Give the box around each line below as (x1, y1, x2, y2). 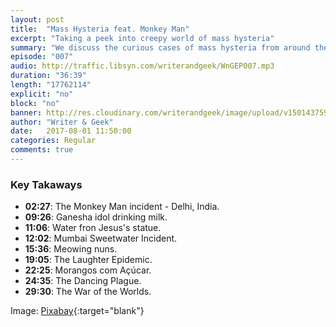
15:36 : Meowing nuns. (24, 243, 118, 255)
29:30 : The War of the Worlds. (24, 286, 152, 298)
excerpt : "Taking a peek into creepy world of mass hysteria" (10, 33, 275, 43)
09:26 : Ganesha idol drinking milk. (24, 211, 168, 223)
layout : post (10, 14, 65, 25)
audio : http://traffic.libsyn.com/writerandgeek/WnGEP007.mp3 (10, 61, 275, 71)
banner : (10, 107, 43, 118)
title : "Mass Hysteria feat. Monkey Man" (10, 24, 190, 34)
